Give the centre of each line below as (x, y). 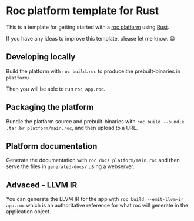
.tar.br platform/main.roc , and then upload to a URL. (72, 128)
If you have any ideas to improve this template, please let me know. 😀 (91, 38)
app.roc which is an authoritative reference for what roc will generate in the (97, 205)
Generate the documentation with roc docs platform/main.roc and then (93, 160)
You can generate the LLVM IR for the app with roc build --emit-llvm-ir (95, 199)
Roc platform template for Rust (83, 11)
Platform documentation (52, 146)
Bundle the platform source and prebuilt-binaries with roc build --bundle (95, 121)
